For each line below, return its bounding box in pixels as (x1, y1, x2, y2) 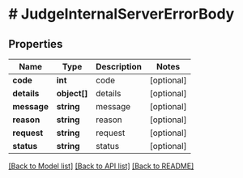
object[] (56, 88, 88, 99)
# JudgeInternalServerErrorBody (8, 5, 235, 23)
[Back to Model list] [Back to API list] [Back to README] (8, 161, 194, 171)
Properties (8, 37, 63, 51)
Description (96, 61, 142, 72)
